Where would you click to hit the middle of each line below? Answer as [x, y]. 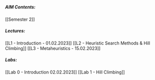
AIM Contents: [20, 7]
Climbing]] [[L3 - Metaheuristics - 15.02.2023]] [53, 48]
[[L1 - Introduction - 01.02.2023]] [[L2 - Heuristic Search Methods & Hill [78, 43]
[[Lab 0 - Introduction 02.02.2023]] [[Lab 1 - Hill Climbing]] [65, 72]
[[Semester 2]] [20, 19]
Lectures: [15, 31]
